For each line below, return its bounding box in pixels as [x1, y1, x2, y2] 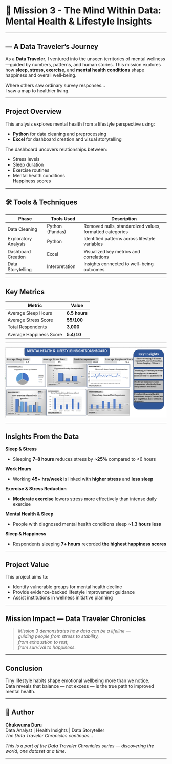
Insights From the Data [5, 432, 79, 441]
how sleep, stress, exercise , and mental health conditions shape [5, 67, 145, 73]
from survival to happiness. [17, 644, 76, 650]
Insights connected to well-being [83, 261, 154, 267]
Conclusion [5, 664, 43, 673]
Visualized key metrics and [83, 248, 140, 254]
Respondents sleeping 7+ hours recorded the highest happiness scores [12, 541, 167, 547]
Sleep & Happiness [5, 530, 47, 537]
